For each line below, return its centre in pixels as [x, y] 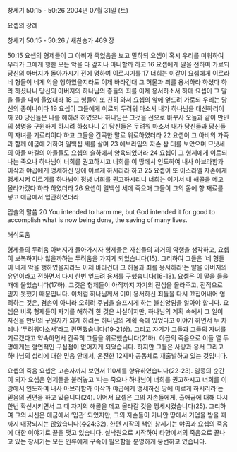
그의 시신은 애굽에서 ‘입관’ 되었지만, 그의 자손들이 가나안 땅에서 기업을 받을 [117, 415]
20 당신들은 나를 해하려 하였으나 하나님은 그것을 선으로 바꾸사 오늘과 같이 [115, 117]
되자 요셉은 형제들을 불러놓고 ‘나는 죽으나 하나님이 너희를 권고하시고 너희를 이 [121, 379]
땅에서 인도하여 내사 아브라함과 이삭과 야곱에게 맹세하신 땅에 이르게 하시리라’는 [115, 388]
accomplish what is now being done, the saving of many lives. [97, 220]
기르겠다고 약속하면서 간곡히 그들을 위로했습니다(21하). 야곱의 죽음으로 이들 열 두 [118, 338]
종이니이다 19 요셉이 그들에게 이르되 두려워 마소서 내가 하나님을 [107, 109]
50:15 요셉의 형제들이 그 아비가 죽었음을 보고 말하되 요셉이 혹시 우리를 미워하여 [116, 56]
